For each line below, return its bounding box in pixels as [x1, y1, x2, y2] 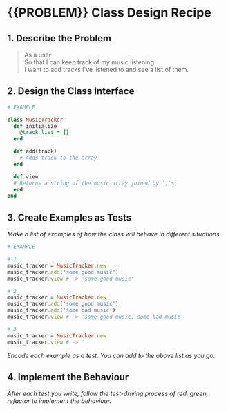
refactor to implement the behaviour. [7, 397, 112, 405]
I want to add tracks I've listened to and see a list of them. [23, 66, 189, 73]
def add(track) [13, 148, 57, 155]
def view [13, 173, 39, 180]
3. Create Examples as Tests [7, 212, 132, 223]
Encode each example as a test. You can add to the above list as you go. [7, 351, 216, 359]
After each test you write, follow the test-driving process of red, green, [7, 389, 209, 398]
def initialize [13, 122, 57, 129]
